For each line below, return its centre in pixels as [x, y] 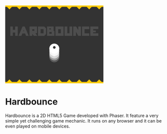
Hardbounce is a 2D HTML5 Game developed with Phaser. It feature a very [82, 116]
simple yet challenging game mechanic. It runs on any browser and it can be [83, 121]
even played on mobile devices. [38, 126]
